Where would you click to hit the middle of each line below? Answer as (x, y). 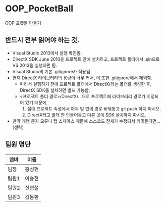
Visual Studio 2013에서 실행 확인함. (47, 53)
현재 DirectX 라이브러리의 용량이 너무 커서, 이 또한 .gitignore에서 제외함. (82, 78)
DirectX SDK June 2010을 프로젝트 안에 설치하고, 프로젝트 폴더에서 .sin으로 (86, 59)
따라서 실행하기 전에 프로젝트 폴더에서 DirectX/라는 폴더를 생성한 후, (85, 84)
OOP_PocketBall (39, 9)
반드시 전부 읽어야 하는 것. (42, 40)
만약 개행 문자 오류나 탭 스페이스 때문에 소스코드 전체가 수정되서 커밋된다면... (86, 121)
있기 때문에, (36, 103)
